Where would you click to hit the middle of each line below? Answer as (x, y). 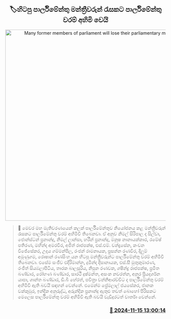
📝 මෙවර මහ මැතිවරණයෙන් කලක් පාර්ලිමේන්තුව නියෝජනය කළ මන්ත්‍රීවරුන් (92, 228)
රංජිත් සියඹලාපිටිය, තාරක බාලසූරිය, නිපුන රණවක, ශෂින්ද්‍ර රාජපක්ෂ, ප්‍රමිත (89, 268)
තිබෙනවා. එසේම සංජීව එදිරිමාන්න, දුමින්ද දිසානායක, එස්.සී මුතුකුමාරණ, (87, 262)
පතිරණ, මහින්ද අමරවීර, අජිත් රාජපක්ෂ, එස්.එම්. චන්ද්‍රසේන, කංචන (81, 245)
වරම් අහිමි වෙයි (85, 20)
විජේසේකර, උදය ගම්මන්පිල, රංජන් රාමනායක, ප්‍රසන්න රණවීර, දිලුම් (82, 251)
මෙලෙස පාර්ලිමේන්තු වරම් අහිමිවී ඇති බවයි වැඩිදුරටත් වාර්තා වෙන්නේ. (87, 297)
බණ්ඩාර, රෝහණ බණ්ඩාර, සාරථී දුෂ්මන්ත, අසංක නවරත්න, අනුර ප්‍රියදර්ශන (89, 274)
